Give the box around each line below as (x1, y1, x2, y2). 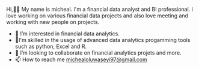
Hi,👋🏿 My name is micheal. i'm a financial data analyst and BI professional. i (6, 6, 194, 13)
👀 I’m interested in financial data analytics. (14, 30, 120, 37)
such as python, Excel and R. (14, 43, 87, 50)
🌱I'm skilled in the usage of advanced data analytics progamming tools (14, 37, 191, 43)
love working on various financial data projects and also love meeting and (6, 12, 188, 19)
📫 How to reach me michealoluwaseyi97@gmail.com (14, 56, 147, 63)
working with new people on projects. (6, 19, 100, 25)
